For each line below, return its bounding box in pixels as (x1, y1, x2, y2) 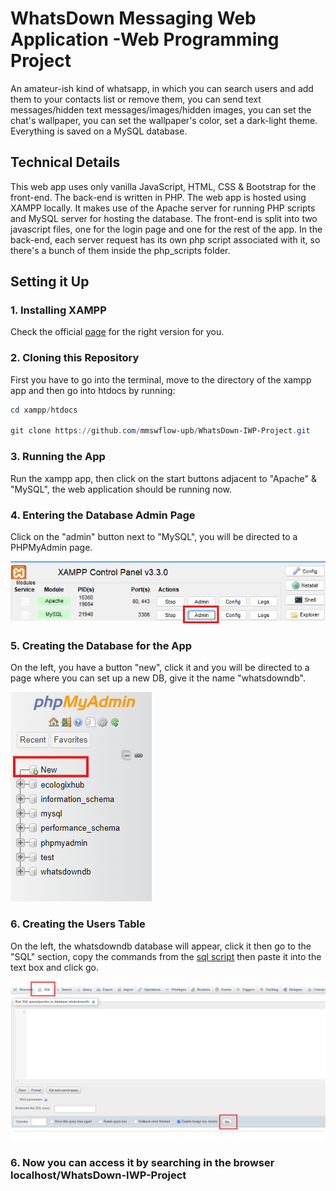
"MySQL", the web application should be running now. (10, 483, 233, 495)
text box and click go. (10, 961, 100, 973)
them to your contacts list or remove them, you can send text (10, 93, 262, 105)
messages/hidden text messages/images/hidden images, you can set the (10, 103, 312, 116)
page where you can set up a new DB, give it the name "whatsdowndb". (10, 672, 306, 684)
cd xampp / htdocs (10, 405, 78, 415)
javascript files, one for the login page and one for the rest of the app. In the (10, 223, 323, 235)
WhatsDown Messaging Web (10, 7, 257, 30)
